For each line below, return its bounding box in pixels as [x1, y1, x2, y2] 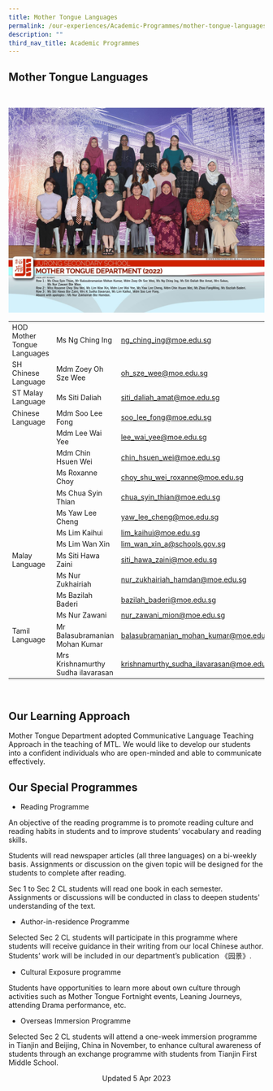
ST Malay [11, 388, 44, 398]
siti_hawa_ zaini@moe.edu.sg [120, 555, 218, 565]
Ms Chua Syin [55, 488, 103, 498]
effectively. [8, 757, 46, 766]
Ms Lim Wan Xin [55, 539, 110, 549]
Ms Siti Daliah [55, 392, 102, 402]
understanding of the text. [8, 901, 96, 911]
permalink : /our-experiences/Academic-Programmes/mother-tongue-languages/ [8, 21, 271, 30]
